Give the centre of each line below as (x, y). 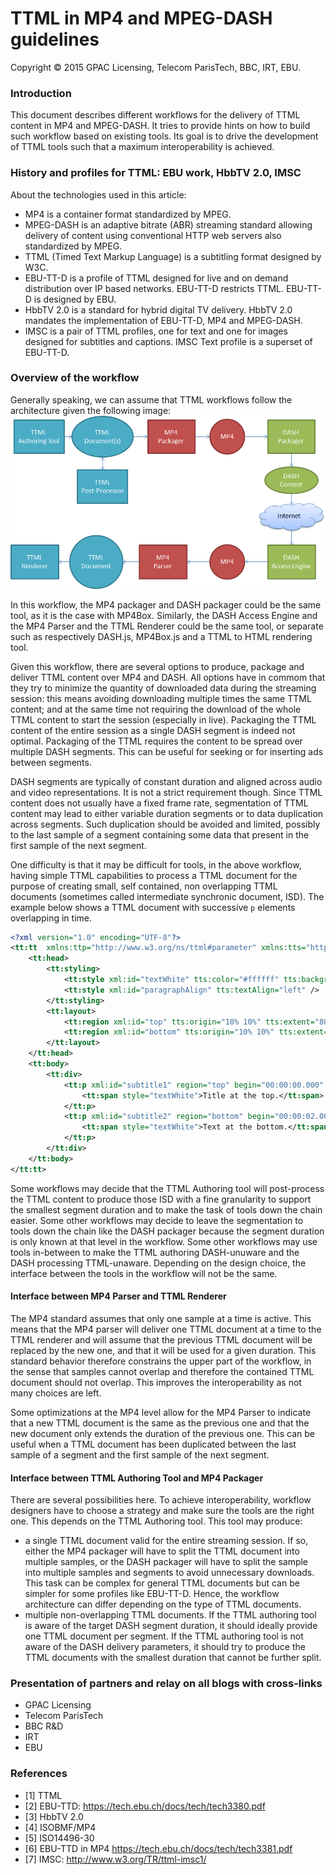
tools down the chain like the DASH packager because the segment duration (167, 1231)
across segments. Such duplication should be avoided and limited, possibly (165, 824)
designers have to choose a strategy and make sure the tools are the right (162, 1511)
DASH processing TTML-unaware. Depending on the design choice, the (158, 1263)
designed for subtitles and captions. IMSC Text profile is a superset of (168, 341)
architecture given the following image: (91, 410)
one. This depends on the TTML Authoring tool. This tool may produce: (156, 1521)
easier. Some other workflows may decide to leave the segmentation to (157, 1220)
